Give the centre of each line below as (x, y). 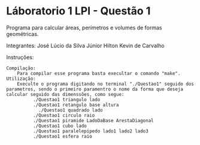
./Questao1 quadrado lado (70, 110)
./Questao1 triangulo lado (66, 99)
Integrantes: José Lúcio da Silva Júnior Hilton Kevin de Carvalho (85, 46)
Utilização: (21, 78)
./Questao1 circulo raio (64, 115)
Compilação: (21, 68)
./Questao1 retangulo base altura (76, 105)
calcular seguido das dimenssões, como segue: (65, 94)
